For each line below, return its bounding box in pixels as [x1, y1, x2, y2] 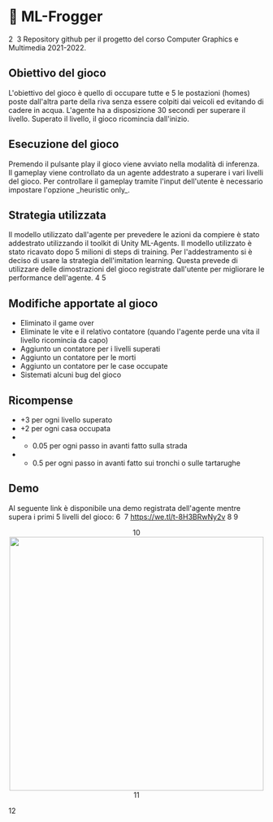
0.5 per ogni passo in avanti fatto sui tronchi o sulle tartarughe [32, 458, 241, 468]
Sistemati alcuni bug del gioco [19, 370, 122, 380]
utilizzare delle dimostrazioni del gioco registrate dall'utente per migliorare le [8, 264, 265, 275]
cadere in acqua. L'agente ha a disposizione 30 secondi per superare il [8, 105, 246, 115]
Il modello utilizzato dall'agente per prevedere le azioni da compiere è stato [8, 230, 260, 240]
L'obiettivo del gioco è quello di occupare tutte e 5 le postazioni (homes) [8, 88, 250, 97]
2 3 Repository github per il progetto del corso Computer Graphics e [8, 34, 239, 44]
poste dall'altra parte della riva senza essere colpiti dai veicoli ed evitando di [8, 97, 264, 106]
